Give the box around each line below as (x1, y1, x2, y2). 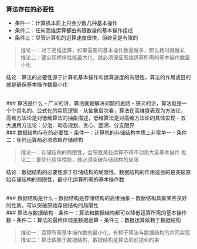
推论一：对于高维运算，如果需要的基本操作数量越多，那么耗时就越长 (20, 47, 185, 54)
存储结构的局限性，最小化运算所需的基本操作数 (11, 176, 124, 183)
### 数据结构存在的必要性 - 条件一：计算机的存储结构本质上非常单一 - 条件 (6, 129, 188, 136)
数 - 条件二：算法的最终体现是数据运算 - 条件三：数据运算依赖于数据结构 (6, 217, 181, 224)
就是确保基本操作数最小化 (6, 81, 68, 88)
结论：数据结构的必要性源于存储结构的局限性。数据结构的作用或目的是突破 (6, 169, 186, 176)
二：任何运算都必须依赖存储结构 (6, 137, 83, 144)
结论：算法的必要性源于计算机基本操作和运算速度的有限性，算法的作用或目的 (6, 74, 191, 81)
